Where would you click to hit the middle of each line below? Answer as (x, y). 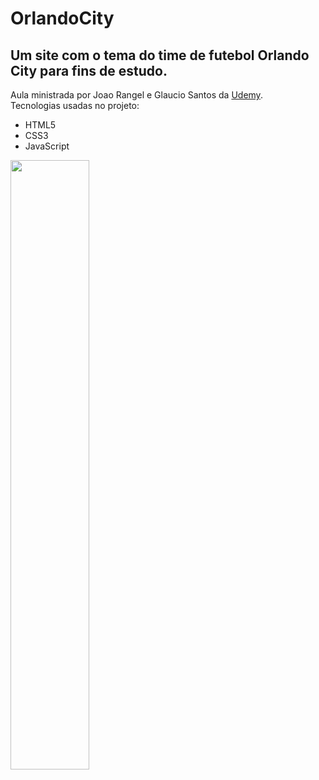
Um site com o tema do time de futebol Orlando (160, 55)
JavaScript (47, 146)
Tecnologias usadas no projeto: (75, 105)
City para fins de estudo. (89, 70)
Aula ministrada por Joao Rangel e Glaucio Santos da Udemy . (136, 95)
